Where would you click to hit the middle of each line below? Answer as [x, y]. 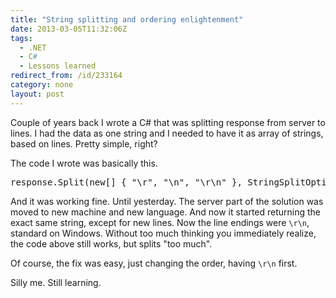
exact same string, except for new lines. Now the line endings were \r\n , [160, 222]
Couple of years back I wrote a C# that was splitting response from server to [168, 122]
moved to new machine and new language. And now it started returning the [166, 212]
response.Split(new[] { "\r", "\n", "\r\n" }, [126, 182]
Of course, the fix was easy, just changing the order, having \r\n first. [154, 263]
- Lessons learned [58, 66]
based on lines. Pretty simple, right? [84, 143]
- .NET [33, 47]
